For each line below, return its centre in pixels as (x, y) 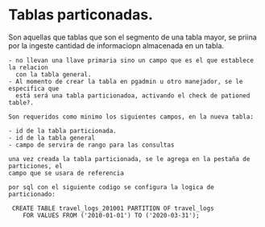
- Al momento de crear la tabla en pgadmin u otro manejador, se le (126, 81)
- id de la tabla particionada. (62, 130)
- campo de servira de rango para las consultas (91, 145)
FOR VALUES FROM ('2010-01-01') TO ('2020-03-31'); (111, 215)
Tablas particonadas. (81, 15)
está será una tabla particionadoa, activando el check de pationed (133, 95)
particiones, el (35, 166)
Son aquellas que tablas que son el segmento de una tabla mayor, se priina (133, 37)
